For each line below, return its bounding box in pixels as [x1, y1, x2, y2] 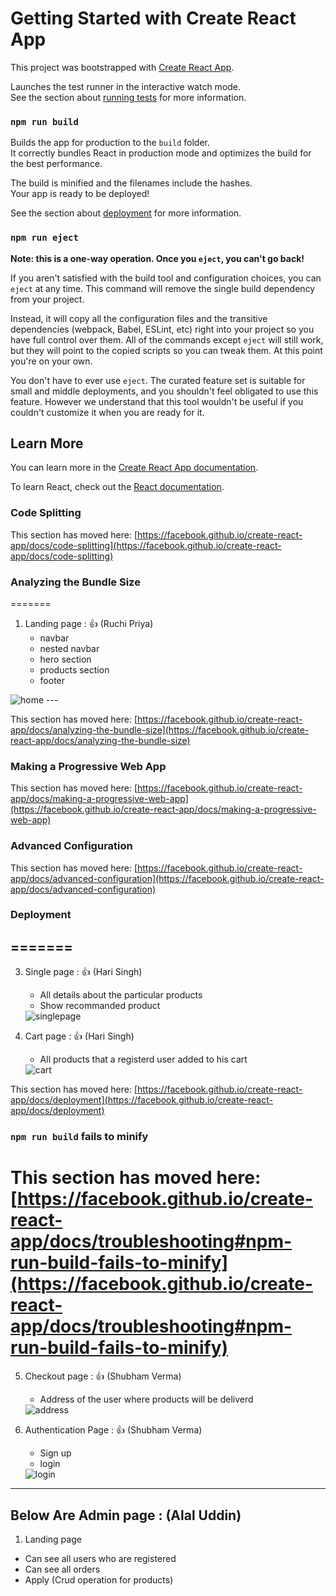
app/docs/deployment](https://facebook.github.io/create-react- [10, 1094, 273, 1106]
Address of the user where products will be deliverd [39, 1393, 254, 1406]
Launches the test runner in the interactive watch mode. [10, 80, 242, 92]
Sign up [39, 1447, 72, 1459]
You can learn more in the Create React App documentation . [10, 462, 259, 474]
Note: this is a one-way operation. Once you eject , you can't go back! [10, 252, 305, 264]
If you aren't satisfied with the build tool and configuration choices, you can [10, 272, 322, 284]
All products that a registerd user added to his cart [39, 1053, 248, 1066]
